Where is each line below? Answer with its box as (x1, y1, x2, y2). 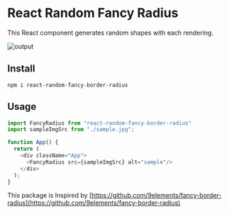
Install (7, 62, 35, 75)
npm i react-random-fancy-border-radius (7, 81, 129, 89)
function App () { (7, 139, 59, 146)
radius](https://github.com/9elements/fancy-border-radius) (7, 198, 181, 207)
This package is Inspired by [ (7, 191, 92, 200)
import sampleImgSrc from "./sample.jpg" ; (7, 126, 135, 133)
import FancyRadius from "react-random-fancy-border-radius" (7, 119, 192, 127)
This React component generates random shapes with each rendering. (7, 28, 214, 37)
